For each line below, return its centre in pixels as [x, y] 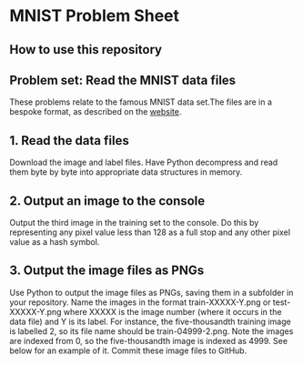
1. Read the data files [69, 141]
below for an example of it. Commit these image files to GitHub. [128, 350]
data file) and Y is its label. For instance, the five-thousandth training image [150, 321]
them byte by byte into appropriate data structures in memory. [126, 172]
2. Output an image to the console [107, 201]
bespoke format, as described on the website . [96, 112]
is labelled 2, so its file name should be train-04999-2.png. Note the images [151, 331]
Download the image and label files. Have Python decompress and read [144, 162]
